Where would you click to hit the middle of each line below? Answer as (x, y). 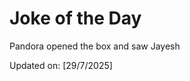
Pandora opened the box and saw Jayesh (95, 46)
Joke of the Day (75, 18)
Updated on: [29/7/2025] (61, 65)
